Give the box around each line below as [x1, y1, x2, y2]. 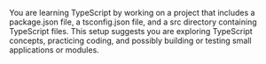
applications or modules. [9, 45, 99, 55]
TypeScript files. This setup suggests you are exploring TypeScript [9, 26, 253, 36]
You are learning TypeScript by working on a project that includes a [9, 8, 255, 18]
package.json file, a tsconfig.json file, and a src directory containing [9, 17, 257, 27]
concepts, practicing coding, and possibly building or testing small [9, 35, 252, 46]
